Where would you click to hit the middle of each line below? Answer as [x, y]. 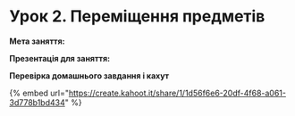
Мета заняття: [37, 41]
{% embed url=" [39, 93]
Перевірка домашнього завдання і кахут [89, 75]
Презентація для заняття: [59, 58]
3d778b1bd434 [37, 102]
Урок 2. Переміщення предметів [137, 17]
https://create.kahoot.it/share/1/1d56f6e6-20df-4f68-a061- [177, 93]
